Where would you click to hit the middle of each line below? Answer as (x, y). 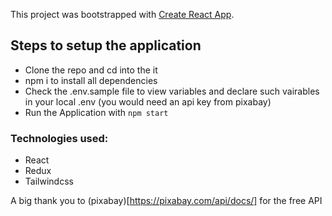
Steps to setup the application (106, 45)
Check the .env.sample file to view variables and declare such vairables (172, 91)
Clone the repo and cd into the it (91, 70)
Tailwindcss (49, 181)
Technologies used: (59, 138)
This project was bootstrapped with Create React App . (122, 14)
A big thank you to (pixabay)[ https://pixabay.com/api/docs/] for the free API (166, 201)
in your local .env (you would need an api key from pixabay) (148, 101)
